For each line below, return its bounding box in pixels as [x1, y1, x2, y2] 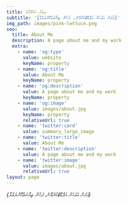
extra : [12, 43, 29, 50]
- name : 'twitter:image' [17, 157, 81, 163]
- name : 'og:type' [17, 49, 64, 55]
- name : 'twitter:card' [17, 123, 78, 129]
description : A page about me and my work [12, 37, 122, 43]
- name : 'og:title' [17, 66, 67, 72]
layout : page [6, 174, 40, 181]
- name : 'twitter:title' [17, 134, 81, 141]
